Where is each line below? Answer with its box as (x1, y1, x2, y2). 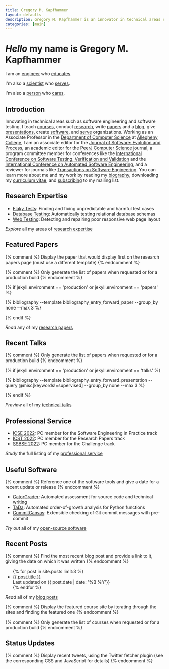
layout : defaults (5, 12, 42, 17)
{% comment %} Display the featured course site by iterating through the (5, 604, 157, 610)
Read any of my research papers (5, 324, 73, 330)
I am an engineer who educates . (5, 71, 72, 77)
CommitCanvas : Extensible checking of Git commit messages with (12, 510, 150, 516)
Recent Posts (5, 540, 48, 548)
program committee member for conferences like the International (5, 150, 142, 157)
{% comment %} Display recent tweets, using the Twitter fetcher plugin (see (5, 652, 163, 658)
